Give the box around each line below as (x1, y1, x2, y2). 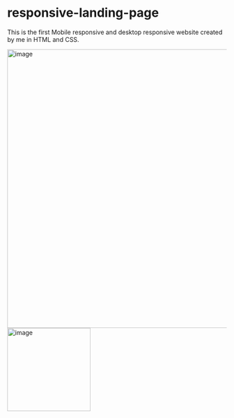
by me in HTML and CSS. (7, 35, 79, 43)
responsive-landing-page (7, 5, 159, 21)
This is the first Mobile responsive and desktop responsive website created (7, 28, 223, 36)
